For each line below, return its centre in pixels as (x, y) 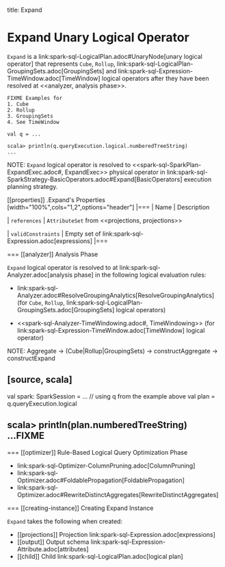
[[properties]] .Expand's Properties (56, 200)
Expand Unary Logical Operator (98, 38)
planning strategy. (32, 186)
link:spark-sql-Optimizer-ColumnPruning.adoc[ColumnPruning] (106, 466)
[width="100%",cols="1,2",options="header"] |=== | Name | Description (108, 207)
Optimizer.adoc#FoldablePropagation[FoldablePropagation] (101, 480)
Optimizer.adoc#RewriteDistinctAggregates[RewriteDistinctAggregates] (118, 494)
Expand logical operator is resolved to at (63, 267)
